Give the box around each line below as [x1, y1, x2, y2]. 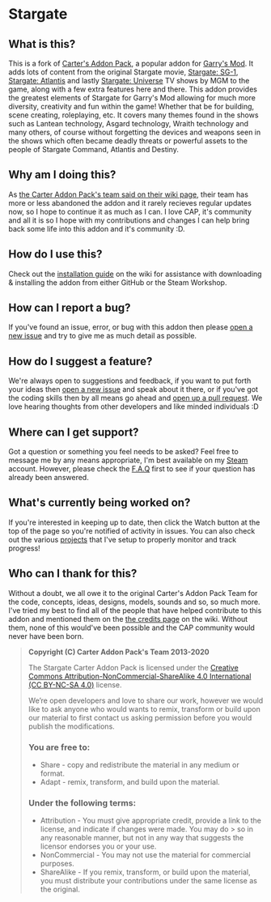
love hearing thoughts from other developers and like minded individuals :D [8, 402, 259, 411]
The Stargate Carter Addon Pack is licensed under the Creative [28, 662, 239, 672]
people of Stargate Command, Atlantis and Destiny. [8, 145, 180, 154]
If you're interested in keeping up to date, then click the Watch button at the [8, 517, 260, 527]
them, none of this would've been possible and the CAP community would [8, 623, 255, 632]
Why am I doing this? [8, 168, 116, 182]
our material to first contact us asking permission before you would [28, 713, 252, 722]
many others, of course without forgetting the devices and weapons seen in [8, 127, 261, 137]
